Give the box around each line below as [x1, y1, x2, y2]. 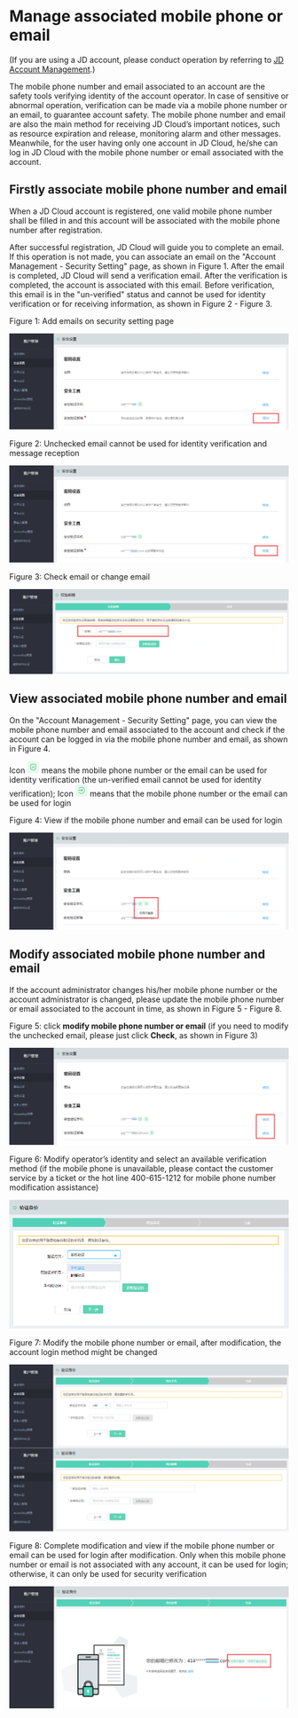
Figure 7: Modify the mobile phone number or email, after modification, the [9, 1337, 282, 1348]
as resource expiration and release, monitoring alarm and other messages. [9, 128, 281, 138]
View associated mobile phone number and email [9, 691, 287, 706]
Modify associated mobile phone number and [9, 947, 266, 962]
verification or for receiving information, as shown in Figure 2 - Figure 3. [9, 298, 273, 309]
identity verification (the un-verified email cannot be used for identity [9, 774, 262, 784]
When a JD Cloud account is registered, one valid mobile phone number [9, 206, 273, 217]
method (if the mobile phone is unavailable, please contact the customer [9, 1163, 274, 1174]
